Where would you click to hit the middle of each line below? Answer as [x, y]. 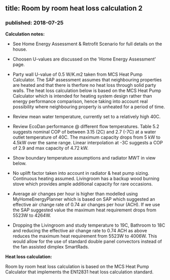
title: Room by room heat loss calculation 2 [74, 8]
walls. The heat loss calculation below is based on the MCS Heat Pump [87, 90]
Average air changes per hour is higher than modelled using [75, 194]
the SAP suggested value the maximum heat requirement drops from [84, 210]
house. [20, 49]
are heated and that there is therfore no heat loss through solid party [84, 85]
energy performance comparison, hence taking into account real [80, 101]
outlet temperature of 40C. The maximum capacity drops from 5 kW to [87, 137]
